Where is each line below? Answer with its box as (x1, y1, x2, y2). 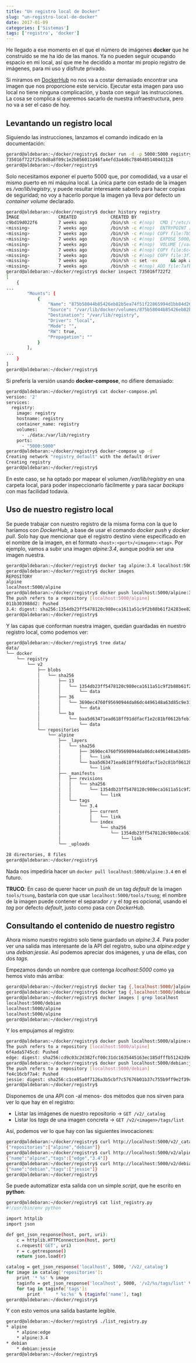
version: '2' (6, 394, 38, 400)
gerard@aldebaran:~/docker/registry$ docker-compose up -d (6, 448, 153, 454)
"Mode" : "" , (47, 323, 77, 329)
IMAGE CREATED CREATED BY (6, 214, 137, 220)
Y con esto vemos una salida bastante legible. (6, 1307, 117, 1314)
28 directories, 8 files (6, 852, 66, 857)
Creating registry (6, 459, 51, 465)
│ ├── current (58, 808, 118, 814)
